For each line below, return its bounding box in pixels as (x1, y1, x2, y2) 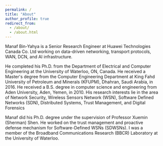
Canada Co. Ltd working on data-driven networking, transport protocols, (5, 49, 151, 54)
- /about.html (9, 30, 38, 35)
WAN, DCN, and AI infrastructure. (5, 54, 72, 59)
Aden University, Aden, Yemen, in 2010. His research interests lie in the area (5, 89, 158, 95)
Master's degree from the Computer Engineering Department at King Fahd (5, 74, 155, 79)
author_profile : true (5, 16, 49, 21)
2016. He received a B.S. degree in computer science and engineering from (5, 84, 157, 90)
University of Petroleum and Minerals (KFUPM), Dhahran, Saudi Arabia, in (5, 79, 153, 85)
